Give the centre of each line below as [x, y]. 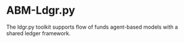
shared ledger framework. [38, 33]
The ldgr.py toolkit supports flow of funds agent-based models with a [92, 27]
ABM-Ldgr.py [41, 10]
